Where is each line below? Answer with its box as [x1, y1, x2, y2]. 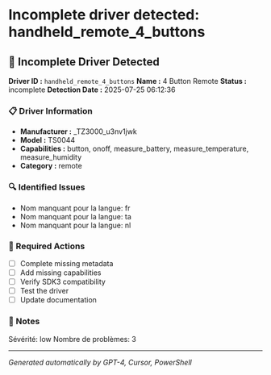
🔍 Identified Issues [8, 181, 85, 193]
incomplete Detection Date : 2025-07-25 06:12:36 [8, 85, 176, 94]
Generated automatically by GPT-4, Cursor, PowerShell [8, 357, 192, 367]
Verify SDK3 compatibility [19, 277, 106, 287]
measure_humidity [19, 152, 82, 162]
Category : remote [19, 161, 82, 171]
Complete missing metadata [19, 258, 114, 268]
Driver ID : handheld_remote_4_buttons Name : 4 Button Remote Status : [8, 77, 248, 85]
